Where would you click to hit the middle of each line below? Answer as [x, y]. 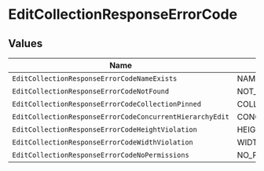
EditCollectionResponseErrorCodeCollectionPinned [107, 104]
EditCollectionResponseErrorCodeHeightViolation [105, 130]
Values [26, 44]
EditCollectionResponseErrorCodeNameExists [95, 79]
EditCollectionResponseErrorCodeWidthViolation [103, 142]
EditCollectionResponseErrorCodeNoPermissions [101, 155]
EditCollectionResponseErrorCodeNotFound [91, 91]
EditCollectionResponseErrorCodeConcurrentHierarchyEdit [121, 116]
